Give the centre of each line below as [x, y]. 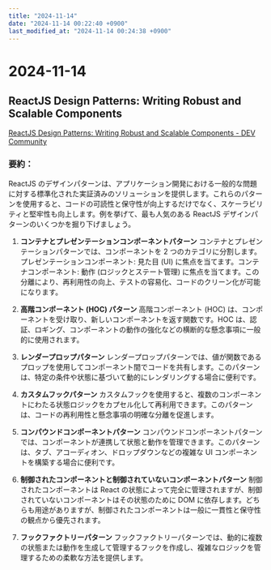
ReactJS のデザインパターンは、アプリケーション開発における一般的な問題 [133, 183]
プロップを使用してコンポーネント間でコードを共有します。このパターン [140, 366]
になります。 [41, 292]
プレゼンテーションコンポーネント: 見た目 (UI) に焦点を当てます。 [129, 261]
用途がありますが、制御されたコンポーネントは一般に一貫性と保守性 [148, 510]
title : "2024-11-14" [43, 16]
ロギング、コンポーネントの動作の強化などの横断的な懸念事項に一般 [148, 329]
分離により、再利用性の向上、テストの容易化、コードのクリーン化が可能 [140, 281]
